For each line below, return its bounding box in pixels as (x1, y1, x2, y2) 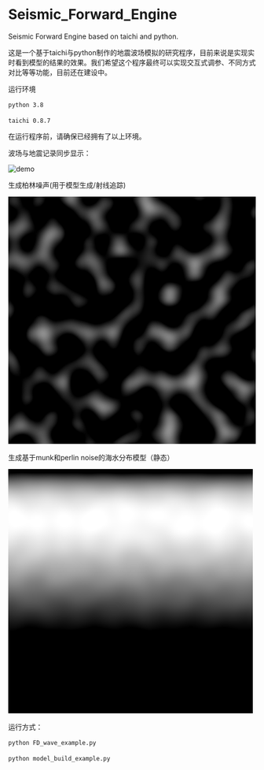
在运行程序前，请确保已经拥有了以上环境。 (8, 132, 146, 141)
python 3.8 (8, 101, 44, 109)
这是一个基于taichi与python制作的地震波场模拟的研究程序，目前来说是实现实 (8, 47, 255, 57)
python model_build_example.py (8, 755, 111, 763)
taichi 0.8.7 (8, 117, 51, 125)
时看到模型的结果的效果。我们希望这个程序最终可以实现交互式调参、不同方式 (8, 58, 256, 67)
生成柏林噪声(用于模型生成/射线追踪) (8, 180, 126, 190)
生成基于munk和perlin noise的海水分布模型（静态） (8, 453, 174, 463)
